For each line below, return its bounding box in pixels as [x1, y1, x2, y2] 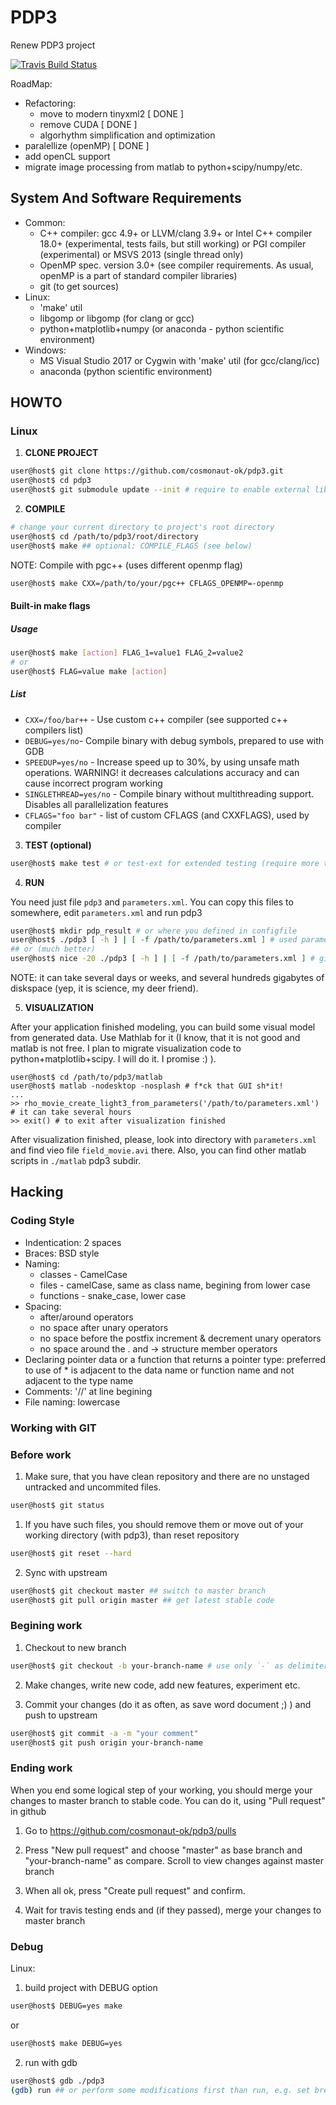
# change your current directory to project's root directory [10, 522, 275, 533]
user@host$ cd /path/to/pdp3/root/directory [10, 531, 199, 541]
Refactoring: [24, 97, 77, 109]
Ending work [10, 1761, 73, 1775]
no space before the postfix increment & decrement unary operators [39, 1332, 322, 1344]
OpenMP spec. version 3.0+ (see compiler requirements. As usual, [39, 259, 314, 271]
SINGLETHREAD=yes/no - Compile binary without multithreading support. [24, 787, 314, 800]
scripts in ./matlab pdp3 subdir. [10, 1155, 142, 1167]
